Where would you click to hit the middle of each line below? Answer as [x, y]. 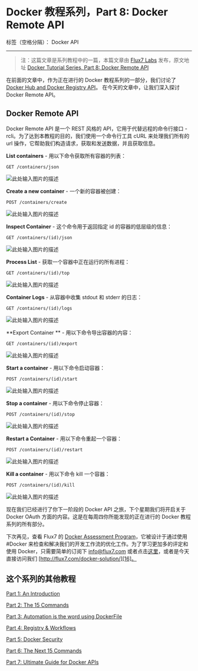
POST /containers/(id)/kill [41, 485]
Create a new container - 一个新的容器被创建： [64, 191]
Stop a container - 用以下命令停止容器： [55, 403]
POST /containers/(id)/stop [41, 414]
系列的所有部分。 [27, 524]
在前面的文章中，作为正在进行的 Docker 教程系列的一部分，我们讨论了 [91, 80]
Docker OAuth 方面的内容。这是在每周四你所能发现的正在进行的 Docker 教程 [99, 517]
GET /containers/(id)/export [42, 343]
